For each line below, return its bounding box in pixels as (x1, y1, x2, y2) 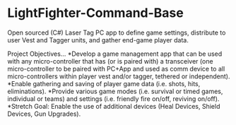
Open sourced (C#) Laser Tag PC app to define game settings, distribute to (7, 28, 226, 37)
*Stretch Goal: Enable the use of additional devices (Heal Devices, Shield (7, 102, 220, 110)
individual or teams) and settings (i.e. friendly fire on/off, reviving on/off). (7, 94, 220, 103)
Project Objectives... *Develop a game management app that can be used (7, 49, 223, 58)
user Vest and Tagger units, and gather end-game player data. (7, 35, 189, 44)
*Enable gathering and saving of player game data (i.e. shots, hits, (7, 79, 201, 88)
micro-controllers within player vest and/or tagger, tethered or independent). (7, 72, 230, 81)
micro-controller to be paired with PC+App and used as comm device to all (7, 64, 225, 73)
